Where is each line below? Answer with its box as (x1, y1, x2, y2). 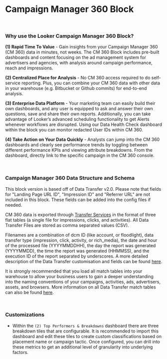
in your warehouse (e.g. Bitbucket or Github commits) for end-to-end (5, 85, 147, 91)
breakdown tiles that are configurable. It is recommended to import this (12, 328, 159, 334)
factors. (12, 349, 29, 355)
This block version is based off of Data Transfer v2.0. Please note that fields (5, 186, 162, 192)
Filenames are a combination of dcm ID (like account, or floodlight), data (5, 232, 154, 238)
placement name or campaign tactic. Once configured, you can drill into (12, 339, 161, 345)
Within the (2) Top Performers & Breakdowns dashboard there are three (12, 323, 159, 329)
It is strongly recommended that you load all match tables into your (5, 268, 143, 274)
